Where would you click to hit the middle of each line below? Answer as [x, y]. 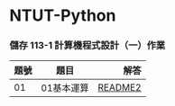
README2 [120, 88]
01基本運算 [65, 88]
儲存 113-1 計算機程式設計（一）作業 [87, 46]
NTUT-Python [63, 16]
